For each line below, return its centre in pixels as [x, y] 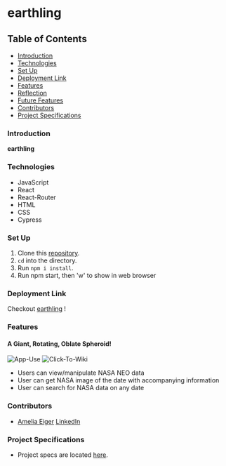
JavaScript [33, 182]
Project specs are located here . [63, 455]
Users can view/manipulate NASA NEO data [81, 373]
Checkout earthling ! [37, 309]
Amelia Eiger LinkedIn [49, 421]
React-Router [36, 197]
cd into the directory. [47, 260]
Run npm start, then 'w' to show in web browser [87, 275]
